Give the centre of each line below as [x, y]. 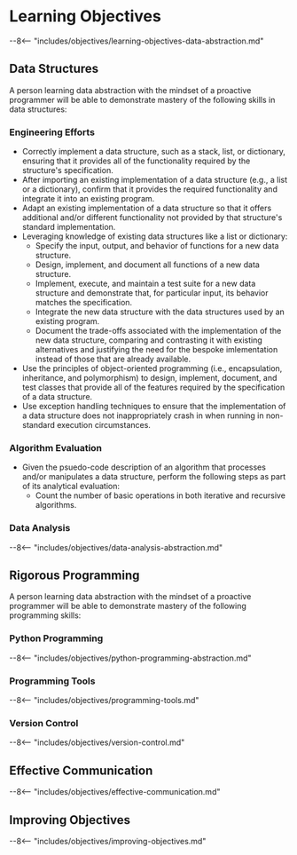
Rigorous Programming [74, 576]
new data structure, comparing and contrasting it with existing [149, 340]
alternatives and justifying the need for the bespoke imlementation [156, 350]
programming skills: [45, 615]
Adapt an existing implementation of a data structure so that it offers [147, 208]
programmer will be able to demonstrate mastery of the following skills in [142, 99]
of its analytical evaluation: [71, 487]
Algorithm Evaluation [56, 447]
